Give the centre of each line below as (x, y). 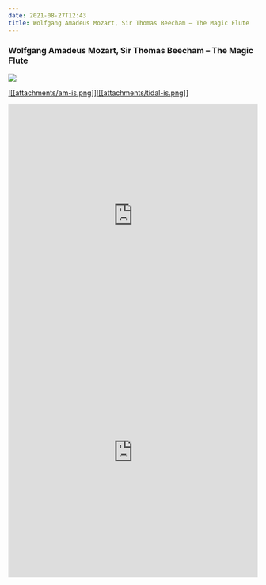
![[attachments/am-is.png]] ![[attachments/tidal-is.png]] (98, 93)
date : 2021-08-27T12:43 (47, 15)
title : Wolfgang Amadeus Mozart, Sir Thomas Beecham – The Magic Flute (129, 23)
